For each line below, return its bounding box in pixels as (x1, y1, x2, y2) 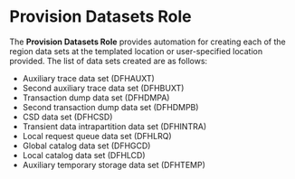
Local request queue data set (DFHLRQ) (22, 130, 172, 141)
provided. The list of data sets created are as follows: (9, 55, 208, 66)
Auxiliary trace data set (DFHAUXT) (22, 72, 156, 83)
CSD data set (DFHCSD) (22, 111, 113, 122)
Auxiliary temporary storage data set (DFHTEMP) (22, 159, 205, 170)
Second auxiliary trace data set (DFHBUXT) (22, 82, 185, 93)
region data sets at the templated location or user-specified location (9, 45, 263, 56)
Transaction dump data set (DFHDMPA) (22, 92, 170, 103)
